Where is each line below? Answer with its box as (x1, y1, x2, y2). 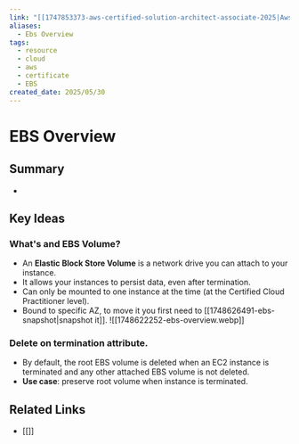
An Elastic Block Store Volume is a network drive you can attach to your (21, 258, 288, 268)
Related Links (9, 402, 86, 417)
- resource (17, 46, 58, 55)
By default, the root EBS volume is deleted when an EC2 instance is (21, 358, 270, 368)
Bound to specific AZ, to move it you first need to (21, 305, 203, 317)
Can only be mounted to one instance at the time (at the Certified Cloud (21, 286, 285, 297)
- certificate (17, 71, 69, 80)
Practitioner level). (21, 296, 90, 307)
